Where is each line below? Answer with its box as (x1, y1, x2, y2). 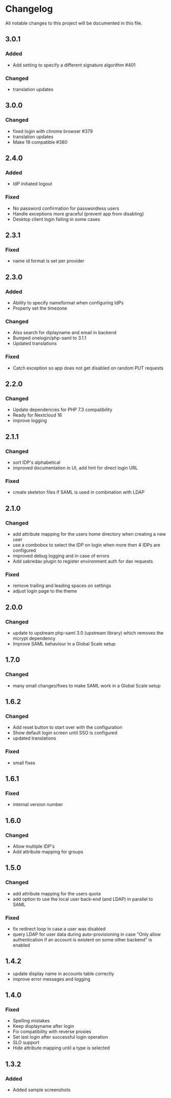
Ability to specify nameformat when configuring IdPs (12, 299, 124, 306)
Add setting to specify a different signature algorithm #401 (12, 62, 136, 68)
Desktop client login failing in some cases (12, 216, 101, 222)
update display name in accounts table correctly (12, 971, 114, 977)
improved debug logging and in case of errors (12, 552, 110, 558)
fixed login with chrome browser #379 (12, 128, 93, 134)
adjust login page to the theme (12, 588, 78, 594)
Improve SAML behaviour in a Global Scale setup (12, 640, 116, 647)
